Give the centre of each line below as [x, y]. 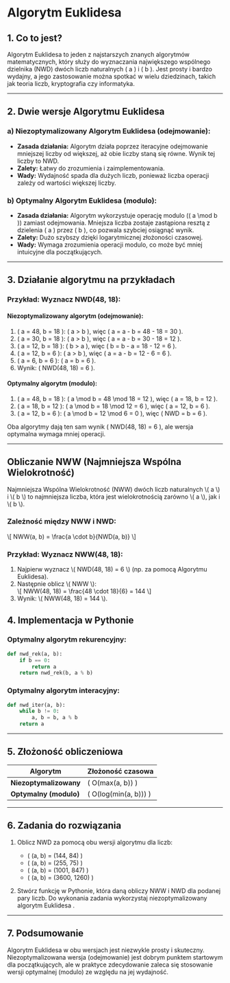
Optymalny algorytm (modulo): [52, 383]
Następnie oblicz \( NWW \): [57, 584]
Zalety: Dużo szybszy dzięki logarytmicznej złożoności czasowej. [110, 237]
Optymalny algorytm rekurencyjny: [67, 640]
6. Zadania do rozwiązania [64, 826]
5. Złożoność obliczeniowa [65, 752]
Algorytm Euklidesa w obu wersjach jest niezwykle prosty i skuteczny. [106, 950]
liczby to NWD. [38, 161]
